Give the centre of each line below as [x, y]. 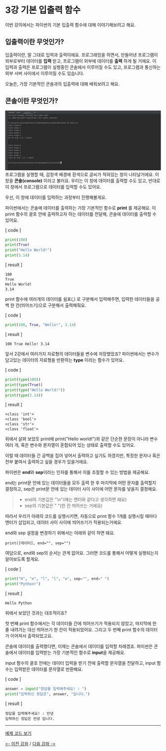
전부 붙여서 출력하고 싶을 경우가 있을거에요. [47, 462]
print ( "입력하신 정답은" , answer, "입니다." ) [48, 694]
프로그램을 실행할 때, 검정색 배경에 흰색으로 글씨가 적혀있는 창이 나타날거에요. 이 [82, 174]
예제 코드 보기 [19, 733]
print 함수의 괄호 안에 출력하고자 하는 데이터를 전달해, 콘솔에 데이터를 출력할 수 [81, 214]
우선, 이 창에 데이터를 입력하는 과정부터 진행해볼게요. [56, 197]
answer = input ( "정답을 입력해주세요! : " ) [46, 689]
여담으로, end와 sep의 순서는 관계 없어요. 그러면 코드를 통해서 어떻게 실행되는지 [82, 553]
